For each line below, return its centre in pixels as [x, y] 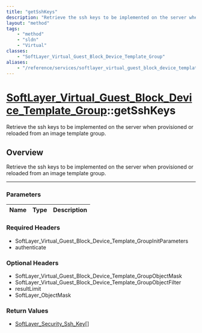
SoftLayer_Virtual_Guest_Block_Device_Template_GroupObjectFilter [98, 282]
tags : [13, 29]
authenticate [30, 247]
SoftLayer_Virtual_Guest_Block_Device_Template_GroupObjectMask [98, 276]
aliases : [17, 62]
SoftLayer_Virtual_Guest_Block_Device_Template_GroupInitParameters [101, 241]
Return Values [27, 311]
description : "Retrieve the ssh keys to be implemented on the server [96, 17]
